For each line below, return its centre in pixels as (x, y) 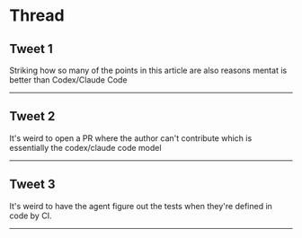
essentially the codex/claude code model (85, 147)
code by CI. (31, 216)
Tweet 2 (32, 116)
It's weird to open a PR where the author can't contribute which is (131, 138)
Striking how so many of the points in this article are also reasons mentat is (148, 70)
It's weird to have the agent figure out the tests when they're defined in (141, 206)
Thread (37, 16)
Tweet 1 (31, 49)
